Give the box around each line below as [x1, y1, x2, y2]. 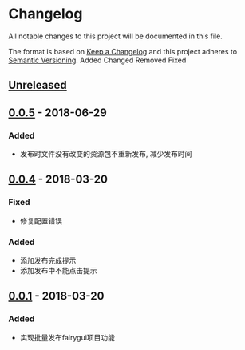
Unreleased [8, 78, 68, 92]
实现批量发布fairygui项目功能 [19, 332, 116, 342]
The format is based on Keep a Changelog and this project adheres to [8, 46, 238, 56]
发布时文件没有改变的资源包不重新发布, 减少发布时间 [19, 149, 192, 159]
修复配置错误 [19, 215, 62, 225]
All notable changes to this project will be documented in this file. [8, 31, 223, 41]
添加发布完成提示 [19, 255, 77, 265]
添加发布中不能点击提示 [19, 266, 97, 275]
